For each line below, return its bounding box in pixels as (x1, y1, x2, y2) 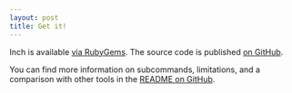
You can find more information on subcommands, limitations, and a (9, 64, 261, 75)
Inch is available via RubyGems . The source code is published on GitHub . (9, 46, 284, 57)
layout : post (9, 13, 59, 23)
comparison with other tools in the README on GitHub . (9, 73, 216, 84)
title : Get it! (9, 22, 67, 31)
